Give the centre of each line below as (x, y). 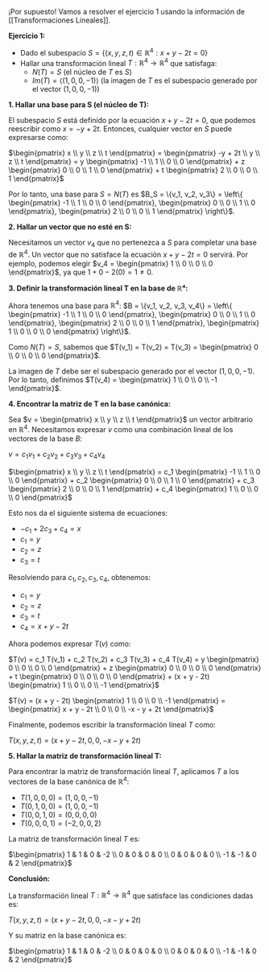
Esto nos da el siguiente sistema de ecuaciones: (88, 513)
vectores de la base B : (46, 439)
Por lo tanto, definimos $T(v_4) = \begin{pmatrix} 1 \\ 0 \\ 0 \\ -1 (113, 380)
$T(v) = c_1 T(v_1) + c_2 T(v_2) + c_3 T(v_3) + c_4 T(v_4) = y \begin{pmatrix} (134, 660)
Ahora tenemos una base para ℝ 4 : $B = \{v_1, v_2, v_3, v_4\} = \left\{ (120, 305)
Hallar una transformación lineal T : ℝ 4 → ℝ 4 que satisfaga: (118, 62)
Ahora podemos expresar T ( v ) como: (70, 644)
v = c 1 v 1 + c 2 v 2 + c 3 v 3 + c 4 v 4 (57, 455)
